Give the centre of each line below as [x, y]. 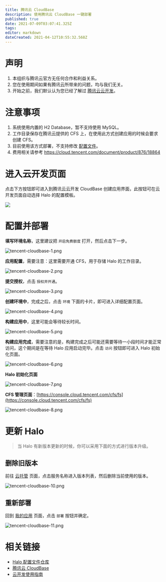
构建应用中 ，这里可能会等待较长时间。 [44, 321]
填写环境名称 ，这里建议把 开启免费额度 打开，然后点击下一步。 [67, 241]
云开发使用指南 [28, 575]
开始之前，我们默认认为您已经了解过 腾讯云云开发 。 [65, 90]
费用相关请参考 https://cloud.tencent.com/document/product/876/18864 [86, 152]
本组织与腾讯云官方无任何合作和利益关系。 [56, 78]
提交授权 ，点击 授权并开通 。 [32, 281]
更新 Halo [25, 431]
